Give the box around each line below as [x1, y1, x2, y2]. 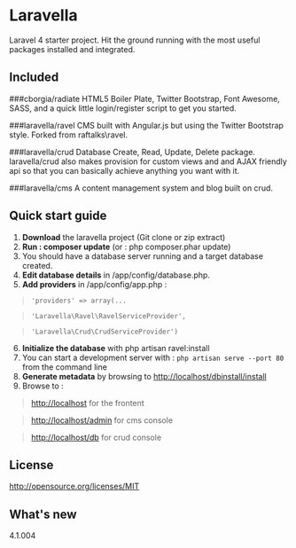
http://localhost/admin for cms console [30, 414, 174, 426]
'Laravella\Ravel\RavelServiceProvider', [30, 311, 186, 320]
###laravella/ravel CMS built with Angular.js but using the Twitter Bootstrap [9, 120, 284, 130]
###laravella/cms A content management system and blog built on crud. [9, 183, 273, 193]
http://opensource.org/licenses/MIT [9, 481, 140, 492]
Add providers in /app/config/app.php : [21, 278, 167, 289]
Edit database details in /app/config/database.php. [21, 270, 211, 280]
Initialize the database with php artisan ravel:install [21, 342, 210, 353]
